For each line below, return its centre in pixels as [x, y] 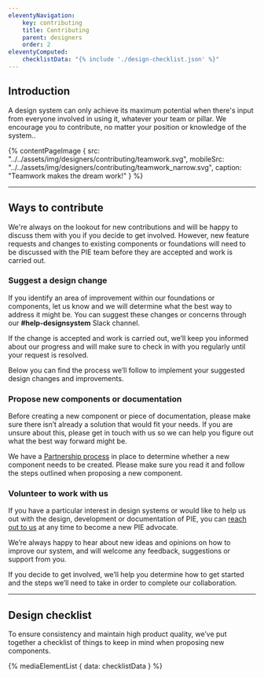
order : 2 [37, 45]
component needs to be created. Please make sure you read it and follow [126, 465]
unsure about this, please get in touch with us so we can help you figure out [131, 433]
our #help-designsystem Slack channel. [74, 323]
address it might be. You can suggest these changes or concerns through [127, 314]
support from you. [37, 559]
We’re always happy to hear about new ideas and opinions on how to [119, 543]
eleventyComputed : [38, 52]
